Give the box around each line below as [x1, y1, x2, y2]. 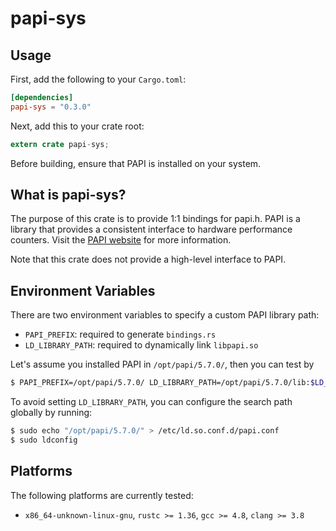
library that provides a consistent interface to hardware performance [10, 223, 293, 236]
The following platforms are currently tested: [10, 489, 194, 501]
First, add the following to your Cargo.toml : [10, 73, 187, 85]
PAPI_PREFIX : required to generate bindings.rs [24, 328, 217, 341]
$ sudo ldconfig [10, 435, 78, 445]
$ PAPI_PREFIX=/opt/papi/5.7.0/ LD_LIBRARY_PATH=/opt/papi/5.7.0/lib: [10, 378, 311, 388]
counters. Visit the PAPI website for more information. [10, 234, 232, 246]
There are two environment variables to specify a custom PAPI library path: [10, 309, 320, 321]
